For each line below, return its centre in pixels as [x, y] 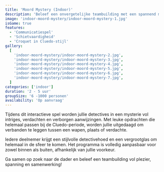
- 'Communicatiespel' [31, 32]
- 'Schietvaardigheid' [32, 37]
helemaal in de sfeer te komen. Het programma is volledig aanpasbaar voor [81, 145]
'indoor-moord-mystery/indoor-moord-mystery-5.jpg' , [69, 69]
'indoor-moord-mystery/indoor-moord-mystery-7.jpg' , [69, 78]
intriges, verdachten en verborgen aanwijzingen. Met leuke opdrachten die [80, 120]
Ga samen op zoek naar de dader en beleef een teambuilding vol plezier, [78, 159]
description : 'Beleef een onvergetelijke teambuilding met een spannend [81, 14]
